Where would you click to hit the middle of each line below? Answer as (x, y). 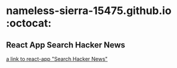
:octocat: (29, 23)
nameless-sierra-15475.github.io (89, 11)
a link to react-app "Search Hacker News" (57, 59)
